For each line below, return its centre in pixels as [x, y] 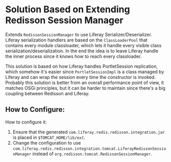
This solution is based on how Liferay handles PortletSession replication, [82, 66]
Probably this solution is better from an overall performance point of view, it [85, 83]
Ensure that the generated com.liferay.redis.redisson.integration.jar [89, 132]
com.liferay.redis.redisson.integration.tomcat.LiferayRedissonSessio [89, 149]
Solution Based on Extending [68, 9]
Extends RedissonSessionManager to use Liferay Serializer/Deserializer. [79, 34]
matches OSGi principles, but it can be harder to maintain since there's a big [86, 88]
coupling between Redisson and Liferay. [47, 93]
